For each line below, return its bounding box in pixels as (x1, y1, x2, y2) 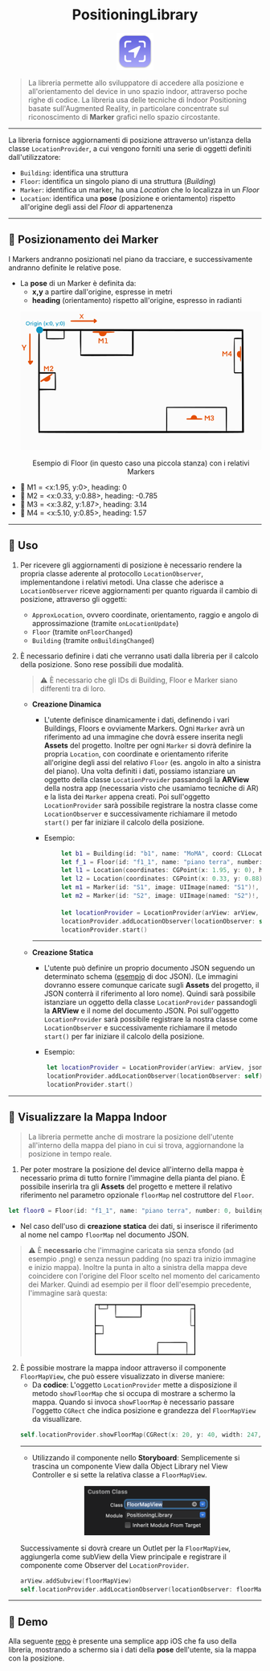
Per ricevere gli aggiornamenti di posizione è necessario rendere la (19, 560, 243, 570)
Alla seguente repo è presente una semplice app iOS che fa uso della (8, 1636, 237, 1646)
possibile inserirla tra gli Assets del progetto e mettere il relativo (19, 1182, 233, 1191)
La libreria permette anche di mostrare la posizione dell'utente (27, 1132, 235, 1141)
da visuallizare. (31, 1414, 82, 1423)
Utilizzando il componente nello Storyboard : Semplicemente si (31, 1452, 240, 1462)
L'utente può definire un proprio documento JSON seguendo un (43, 963, 256, 973)
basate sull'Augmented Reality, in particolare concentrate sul (27, 103, 229, 113)
